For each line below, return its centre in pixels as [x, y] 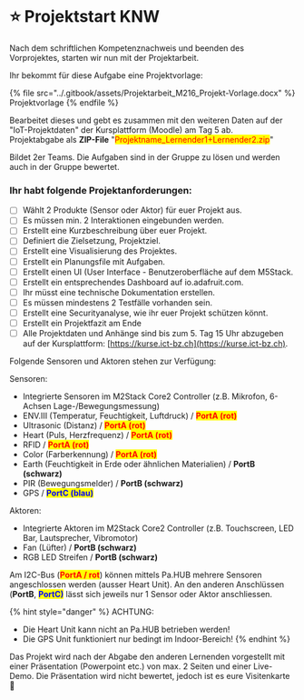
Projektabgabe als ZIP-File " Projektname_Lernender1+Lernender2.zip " [142, 139]
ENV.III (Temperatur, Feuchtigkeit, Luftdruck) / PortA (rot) [130, 416]
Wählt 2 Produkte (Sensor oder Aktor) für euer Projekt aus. [132, 210]
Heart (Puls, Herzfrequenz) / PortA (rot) [97, 435]
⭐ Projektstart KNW [85, 17]
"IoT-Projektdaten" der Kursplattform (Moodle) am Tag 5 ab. [122, 130]
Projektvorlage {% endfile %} [64, 102]
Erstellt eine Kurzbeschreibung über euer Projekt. [114, 231]
